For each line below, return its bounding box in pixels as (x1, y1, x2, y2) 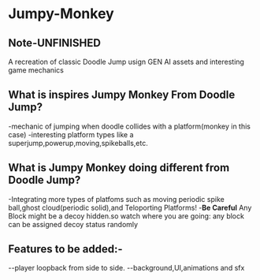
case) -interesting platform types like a (8, 129, 134, 139)
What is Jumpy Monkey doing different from (8, 161, 230, 174)
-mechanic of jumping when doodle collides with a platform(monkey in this (8, 121, 251, 131)
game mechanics (8, 65, 65, 75)
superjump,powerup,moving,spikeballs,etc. (8, 138, 148, 147)
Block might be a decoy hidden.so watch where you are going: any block (8, 211, 244, 221)
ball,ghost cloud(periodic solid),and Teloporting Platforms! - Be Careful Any (8, 203, 252, 212)
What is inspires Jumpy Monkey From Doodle (8, 88, 236, 102)
